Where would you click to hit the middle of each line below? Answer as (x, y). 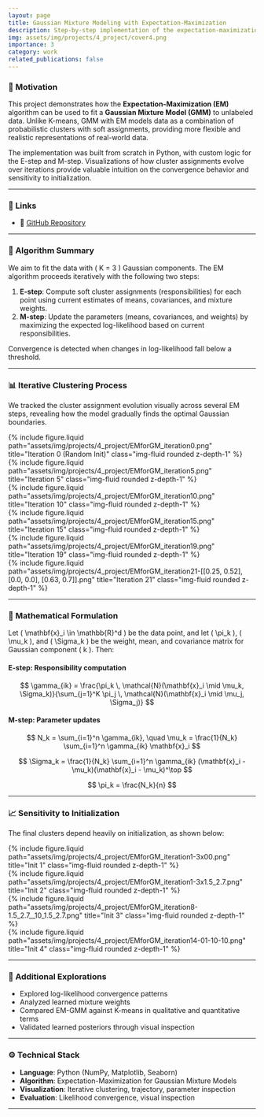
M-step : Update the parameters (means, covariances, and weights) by (134, 317)
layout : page (29, 15)
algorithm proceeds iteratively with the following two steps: (104, 276)
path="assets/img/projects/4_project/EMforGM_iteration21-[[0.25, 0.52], (126, 571)
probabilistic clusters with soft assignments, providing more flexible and (125, 129)
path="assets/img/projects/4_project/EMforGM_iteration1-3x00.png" (119, 857)
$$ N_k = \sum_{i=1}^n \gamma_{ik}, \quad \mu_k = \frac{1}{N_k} (132, 737)
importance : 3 (31, 45)
